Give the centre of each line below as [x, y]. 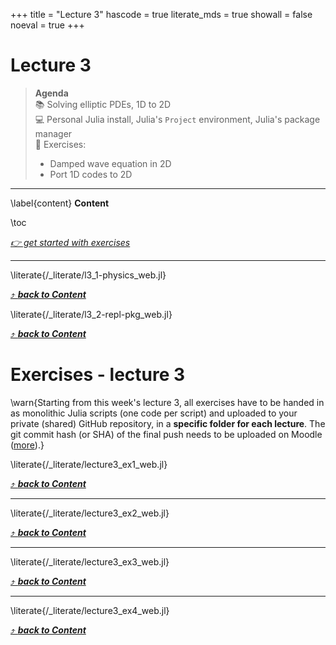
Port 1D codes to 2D [91, 174]
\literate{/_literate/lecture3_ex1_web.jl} [89, 464]
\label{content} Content [60, 203]
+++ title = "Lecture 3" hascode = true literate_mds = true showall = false [161, 14]
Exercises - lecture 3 [98, 375]
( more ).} [27, 445]
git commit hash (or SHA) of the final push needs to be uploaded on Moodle [166, 434]
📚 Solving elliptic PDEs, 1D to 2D [103, 104]
